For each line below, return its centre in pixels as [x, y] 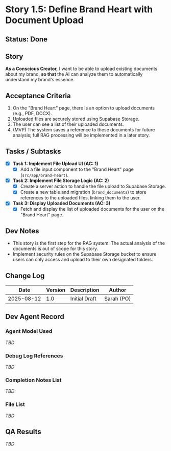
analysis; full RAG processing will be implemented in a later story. [81, 135]
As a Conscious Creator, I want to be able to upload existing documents [81, 69]
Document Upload [44, 20]
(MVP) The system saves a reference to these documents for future [84, 130]
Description [85, 290]
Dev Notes [22, 231]
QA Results [23, 432]
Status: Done [26, 39]
